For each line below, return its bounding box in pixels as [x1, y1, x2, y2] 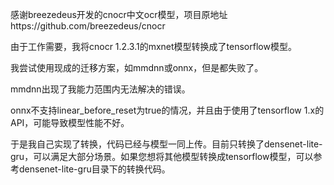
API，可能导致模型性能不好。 [10, 117, 130, 128]
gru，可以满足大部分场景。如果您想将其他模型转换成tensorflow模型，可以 [10, 151, 314, 162]
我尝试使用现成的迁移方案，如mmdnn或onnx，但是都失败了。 [10, 62, 264, 73]
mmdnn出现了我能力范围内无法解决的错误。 [10, 83, 191, 95]
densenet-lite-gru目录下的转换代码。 [18, 163, 171, 175]
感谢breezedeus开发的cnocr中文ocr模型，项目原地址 [10, 9, 228, 20]
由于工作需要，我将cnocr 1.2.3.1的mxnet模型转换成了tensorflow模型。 [10, 41, 297, 52]
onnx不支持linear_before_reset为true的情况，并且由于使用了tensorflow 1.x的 [10, 104, 325, 116]
